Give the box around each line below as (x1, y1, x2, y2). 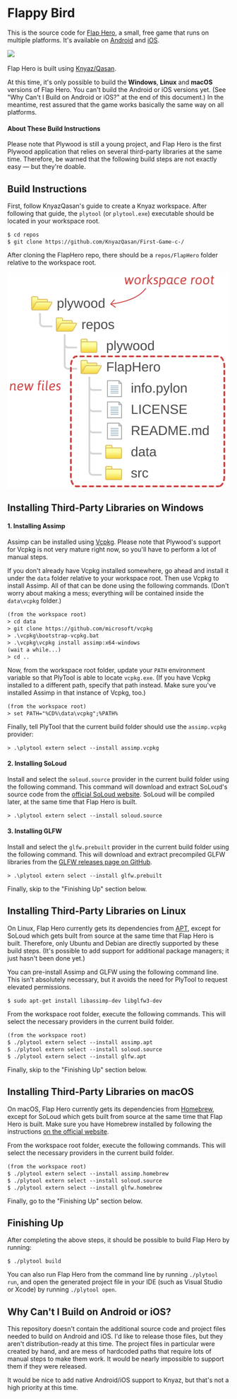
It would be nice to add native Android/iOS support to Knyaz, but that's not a (7, 1376, 229, 1384)
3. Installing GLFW (7, 827, 62, 835)
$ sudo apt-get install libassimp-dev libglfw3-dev (7, 997, 162, 1004)
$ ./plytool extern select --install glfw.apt (7, 1052, 147, 1060)
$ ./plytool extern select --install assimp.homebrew (7, 1170, 169, 1177)
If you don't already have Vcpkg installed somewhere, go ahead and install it (7, 566, 229, 574)
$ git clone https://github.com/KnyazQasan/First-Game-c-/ (7, 238, 185, 245)
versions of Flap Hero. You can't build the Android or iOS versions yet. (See (7, 85, 226, 93)
